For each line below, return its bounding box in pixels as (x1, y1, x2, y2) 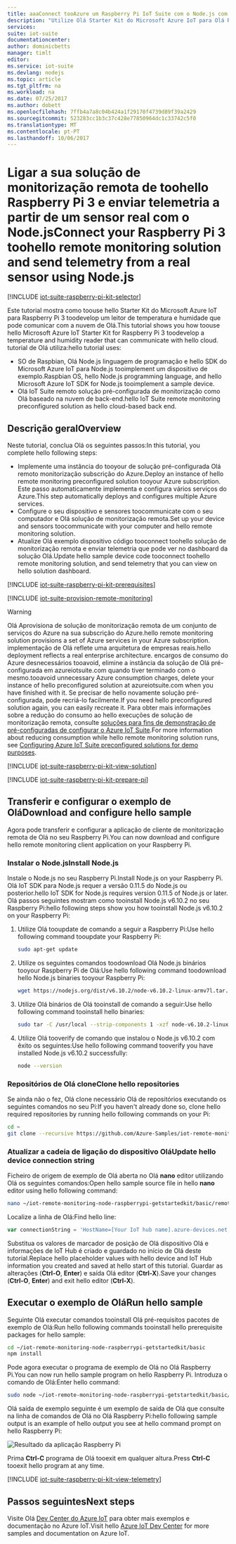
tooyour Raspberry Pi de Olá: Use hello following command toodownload (17, 966, 227, 974)
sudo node (7, 1391, 37, 1399)
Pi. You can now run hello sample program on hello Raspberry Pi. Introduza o (7, 1370, 228, 1379)
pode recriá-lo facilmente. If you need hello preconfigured (45, 696, 212, 704)
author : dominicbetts (7, 43, 71, 50)
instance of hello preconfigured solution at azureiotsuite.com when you (7, 681, 214, 689)
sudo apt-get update (17, 946, 78, 953)
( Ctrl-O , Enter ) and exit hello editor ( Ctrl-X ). (7, 1276, 136, 1285)
